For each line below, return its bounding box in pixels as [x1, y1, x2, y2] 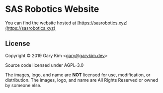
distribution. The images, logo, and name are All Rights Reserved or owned [5, 77, 158, 83]
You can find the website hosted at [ [5, 20, 80, 26]
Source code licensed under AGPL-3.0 [5, 62, 84, 68]
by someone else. [5, 82, 42, 88]
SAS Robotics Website [5, 3, 99, 15]
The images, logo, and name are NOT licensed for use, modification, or [5, 72, 151, 78]
